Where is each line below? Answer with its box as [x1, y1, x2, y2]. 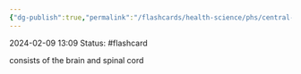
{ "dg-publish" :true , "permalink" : [9, 12, 134, 22]
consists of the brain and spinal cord [9, 54, 144, 65]
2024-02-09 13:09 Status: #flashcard [9, 37, 148, 48]
